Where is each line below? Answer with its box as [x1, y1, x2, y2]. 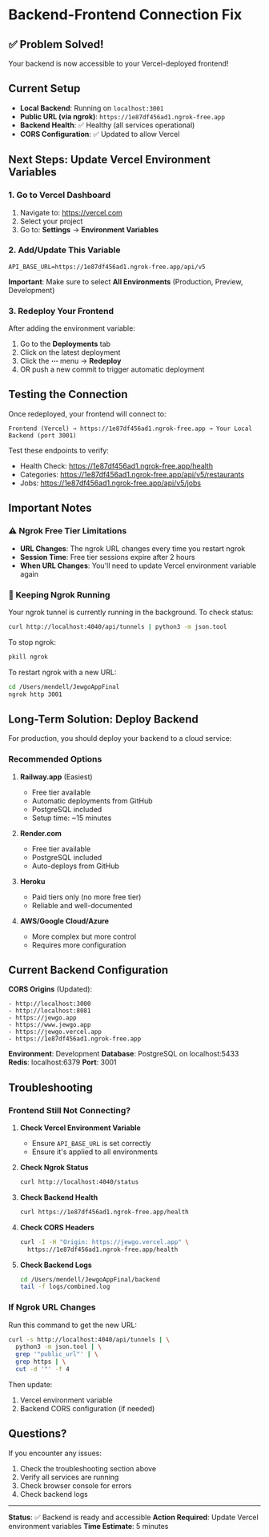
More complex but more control [31, 931, 137, 941]
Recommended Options [8, 754, 102, 765]
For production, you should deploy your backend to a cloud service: [8, 734, 232, 743]
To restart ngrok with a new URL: [8, 667, 117, 677]
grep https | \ [15, 1358, 66, 1366]
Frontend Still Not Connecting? [8, 1104, 130, 1116]
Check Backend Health [19, 1192, 98, 1202]
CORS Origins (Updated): [8, 984, 93, 994]
